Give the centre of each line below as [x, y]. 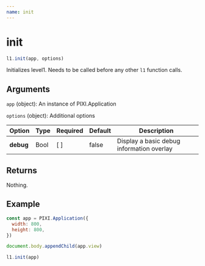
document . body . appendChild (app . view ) [54, 246]
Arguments [28, 89]
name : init [20, 12]
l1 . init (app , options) [35, 59]
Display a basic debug [149, 141]
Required [70, 131]
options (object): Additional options [51, 116]
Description [156, 131]
